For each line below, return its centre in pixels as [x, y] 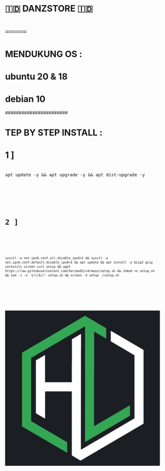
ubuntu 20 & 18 [36, 76]
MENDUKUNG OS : [44, 54]
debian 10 [25, 99]
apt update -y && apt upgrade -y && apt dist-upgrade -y [75, 175]
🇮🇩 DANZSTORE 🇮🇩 [49, 9]
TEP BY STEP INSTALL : [54, 132]
